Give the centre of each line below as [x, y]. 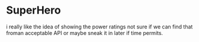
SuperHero [33, 10]
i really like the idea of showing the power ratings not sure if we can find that [99, 27]
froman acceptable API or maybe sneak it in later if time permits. [85, 33]
